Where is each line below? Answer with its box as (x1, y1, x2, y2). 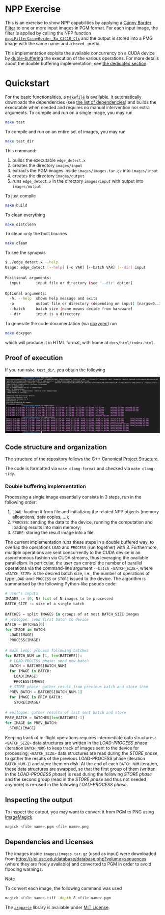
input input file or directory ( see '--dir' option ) (9, 280, 133, 285)
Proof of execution (5, 354, 63, 362)
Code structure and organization (5, 443, 107, 451)
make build (5, 203, 27, 208)
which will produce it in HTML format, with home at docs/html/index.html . (5, 339, 155, 345)
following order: (5, 499, 37, 505)
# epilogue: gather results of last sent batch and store (5, 710, 126, 715)
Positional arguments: (5, 275, 52, 280)
